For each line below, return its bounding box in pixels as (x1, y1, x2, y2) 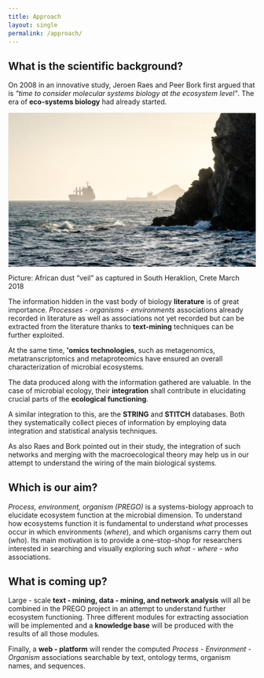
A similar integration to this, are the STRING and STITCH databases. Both (8, 409, 245, 419)
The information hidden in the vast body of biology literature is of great (8, 296, 240, 306)
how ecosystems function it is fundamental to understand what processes (8, 518, 249, 528)
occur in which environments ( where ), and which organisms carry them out (8, 527, 252, 536)
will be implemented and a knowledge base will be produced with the (8, 621, 234, 630)
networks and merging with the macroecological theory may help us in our (8, 450, 249, 459)
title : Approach (8, 13, 61, 20)
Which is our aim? (8, 481, 98, 495)
